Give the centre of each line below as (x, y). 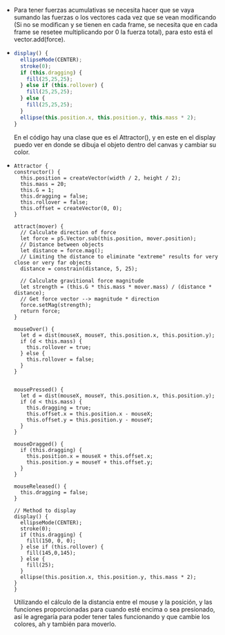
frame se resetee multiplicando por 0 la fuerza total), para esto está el (113, 32)
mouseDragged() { (39, 444)
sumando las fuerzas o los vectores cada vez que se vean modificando (115, 17)
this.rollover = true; (59, 347)
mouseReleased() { (40, 486)
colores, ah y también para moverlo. (65, 624)
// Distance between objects (62, 245)
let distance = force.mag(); (62, 250)
